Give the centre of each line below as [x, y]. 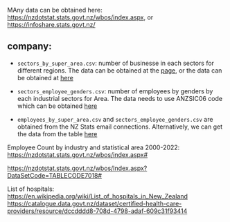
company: [29, 47]
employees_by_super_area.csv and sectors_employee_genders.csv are [115, 119]
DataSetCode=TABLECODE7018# [55, 175]
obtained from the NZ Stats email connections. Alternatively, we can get [120, 127]
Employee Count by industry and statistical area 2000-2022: [94, 147]
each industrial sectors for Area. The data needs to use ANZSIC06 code [120, 98]
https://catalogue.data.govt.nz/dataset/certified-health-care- [95, 203]
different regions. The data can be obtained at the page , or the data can [120, 70]
